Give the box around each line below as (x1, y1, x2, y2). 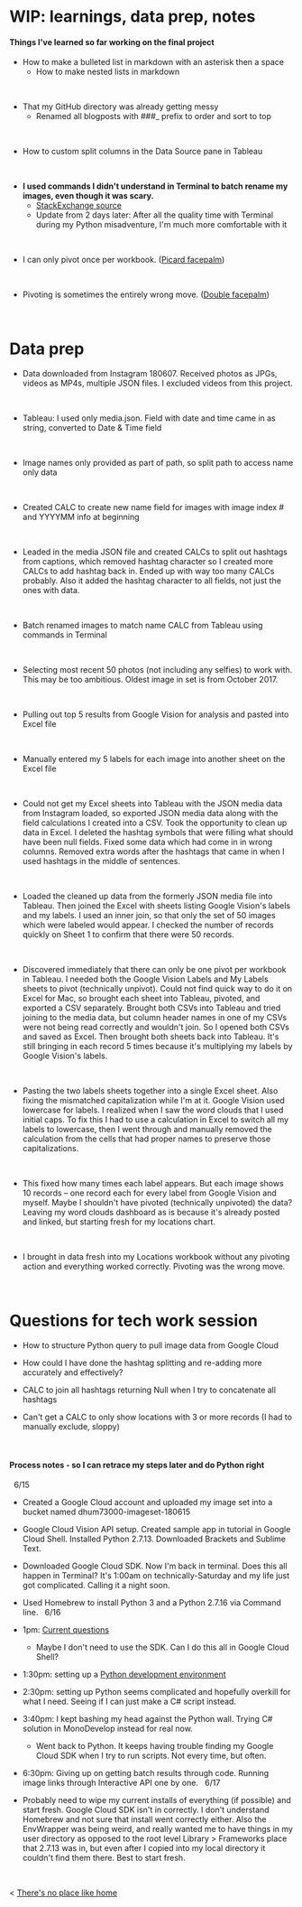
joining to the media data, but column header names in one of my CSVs (22, 1012, 287, 1023)
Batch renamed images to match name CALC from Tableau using (22, 620, 263, 631)
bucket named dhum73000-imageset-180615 (22, 1506, 191, 1518)
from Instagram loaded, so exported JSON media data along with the (22, 808, 279, 819)
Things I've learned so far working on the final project (9, 36, 215, 47)
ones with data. (22, 585, 80, 596)
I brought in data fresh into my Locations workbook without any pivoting (22, 1251, 290, 1262)
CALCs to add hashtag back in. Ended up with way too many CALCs (22, 566, 275, 577)
